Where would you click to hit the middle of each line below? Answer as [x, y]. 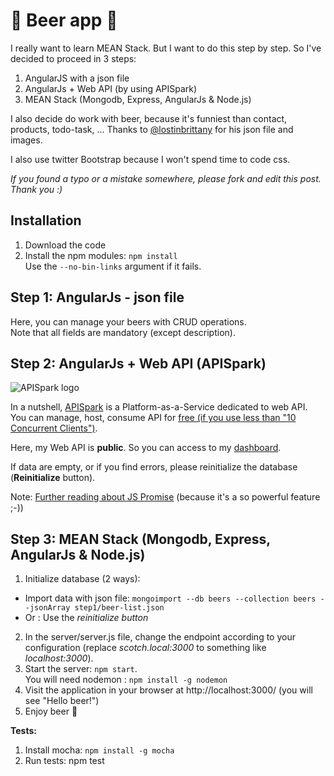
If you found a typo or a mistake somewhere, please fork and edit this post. [166, 178]
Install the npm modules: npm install [101, 255]
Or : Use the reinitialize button [86, 618]
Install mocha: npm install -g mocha [99, 750]
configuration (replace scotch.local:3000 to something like [145, 648]
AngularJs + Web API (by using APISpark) [111, 88]
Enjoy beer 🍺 [51, 711]
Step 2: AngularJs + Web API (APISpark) [138, 363]
